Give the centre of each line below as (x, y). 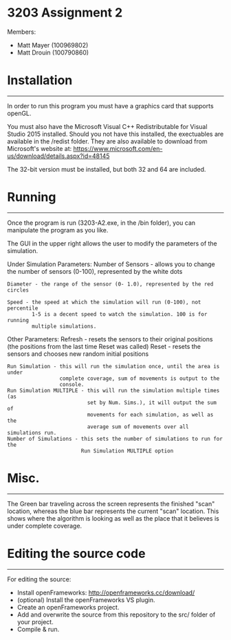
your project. (35, 621)
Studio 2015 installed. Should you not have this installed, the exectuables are (115, 134)
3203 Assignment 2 (65, 13)
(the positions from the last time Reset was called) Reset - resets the (104, 346)
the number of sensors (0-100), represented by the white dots (95, 271)
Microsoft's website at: (40, 148)
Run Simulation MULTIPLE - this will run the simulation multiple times (113, 390)
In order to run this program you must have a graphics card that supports (111, 106)
